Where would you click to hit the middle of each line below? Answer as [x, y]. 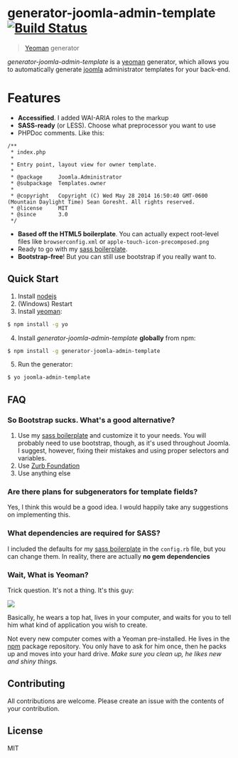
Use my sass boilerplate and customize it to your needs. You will [112, 435]
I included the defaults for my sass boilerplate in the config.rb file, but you [117, 549]
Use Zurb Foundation [49, 465]
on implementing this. [39, 515]
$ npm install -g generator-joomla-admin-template [84, 351]
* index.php [28, 152]
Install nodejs [37, 296]
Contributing [36, 684]
